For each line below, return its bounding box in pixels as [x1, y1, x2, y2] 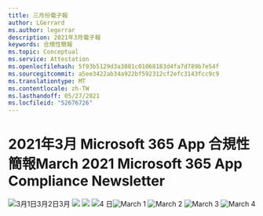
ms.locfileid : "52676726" [8, 99, 93, 107]
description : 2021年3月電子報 [8, 33, 101, 42]
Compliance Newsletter [8, 172, 166, 190]
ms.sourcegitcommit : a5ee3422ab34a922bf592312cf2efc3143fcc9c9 [8, 70, 220, 78]
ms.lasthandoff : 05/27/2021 [8, 92, 100, 100]
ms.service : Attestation [8, 56, 89, 64]
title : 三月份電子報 [8, 11, 68, 20]
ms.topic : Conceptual [8, 48, 79, 56]
